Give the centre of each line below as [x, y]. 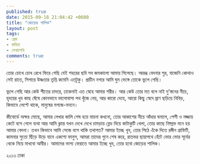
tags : [13, 34]
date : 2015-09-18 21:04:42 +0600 [48, 17]
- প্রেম [12, 39]
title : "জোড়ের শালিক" [29, 23]
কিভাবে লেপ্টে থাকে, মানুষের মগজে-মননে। [42, 105]
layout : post [22, 28]
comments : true [25, 56]
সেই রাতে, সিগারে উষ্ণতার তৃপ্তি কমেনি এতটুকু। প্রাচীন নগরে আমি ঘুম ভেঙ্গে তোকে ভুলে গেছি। [84, 79]
